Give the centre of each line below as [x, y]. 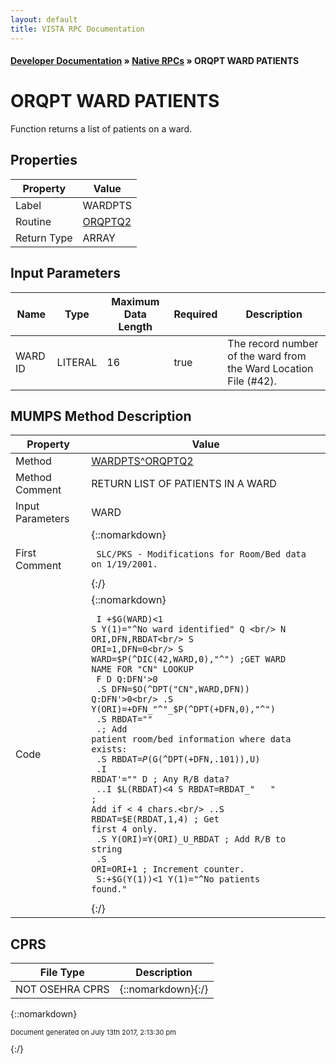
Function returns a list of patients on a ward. [101, 129]
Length [135, 326]
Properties [44, 160]
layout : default [44, 19]
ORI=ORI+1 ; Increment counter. [168, 869]
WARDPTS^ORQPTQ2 [142, 461]
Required [195, 314]
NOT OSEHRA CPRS [62, 989]
